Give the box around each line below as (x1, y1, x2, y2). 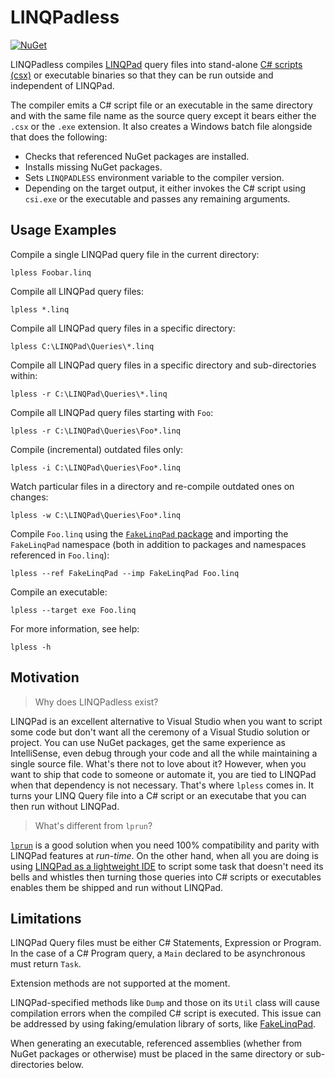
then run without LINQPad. (10, 800, 120, 812)
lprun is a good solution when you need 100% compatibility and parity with (10, 839, 320, 851)
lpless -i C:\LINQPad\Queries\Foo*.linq (10, 462, 182, 473)
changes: (10, 491, 49, 503)
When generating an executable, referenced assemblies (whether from (10, 1037, 303, 1050)
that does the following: (10, 131, 108, 143)
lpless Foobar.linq (10, 267, 92, 278)
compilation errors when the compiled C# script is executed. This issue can (10, 1007, 322, 1020)
